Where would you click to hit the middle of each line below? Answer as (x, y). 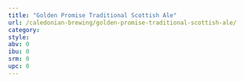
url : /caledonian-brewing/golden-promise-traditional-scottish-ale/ (122, 23)
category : (24, 30)
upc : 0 (19, 66)
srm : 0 (19, 59)
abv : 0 (19, 45)
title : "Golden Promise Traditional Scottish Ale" (93, 15)
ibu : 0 (19, 52)
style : (19, 37)
